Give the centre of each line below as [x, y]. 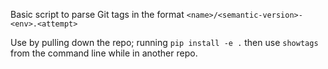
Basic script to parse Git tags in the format [97, 14]
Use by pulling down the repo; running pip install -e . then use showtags [164, 42]
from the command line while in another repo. [104, 53]
